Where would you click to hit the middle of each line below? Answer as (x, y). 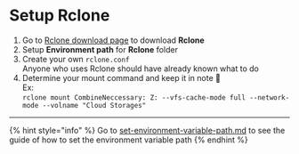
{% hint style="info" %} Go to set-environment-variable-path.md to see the (147, 130)
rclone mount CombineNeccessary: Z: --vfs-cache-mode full (134, 97)
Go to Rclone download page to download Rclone (113, 40)
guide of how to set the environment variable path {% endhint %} (129, 140)
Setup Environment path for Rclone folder (100, 49)
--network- (269, 97)
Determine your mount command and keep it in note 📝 (121, 77)
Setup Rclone (60, 16)
